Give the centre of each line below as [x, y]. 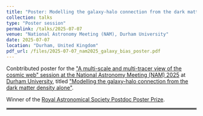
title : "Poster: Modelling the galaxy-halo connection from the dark [96, 12]
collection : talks [29, 18]
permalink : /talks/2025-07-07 [44, 29]
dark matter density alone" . [40, 88]
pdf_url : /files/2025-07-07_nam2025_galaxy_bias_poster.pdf [84, 51]
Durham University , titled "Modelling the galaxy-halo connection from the [97, 81]
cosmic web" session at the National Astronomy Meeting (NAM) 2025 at [96, 75]
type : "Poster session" [36, 23]
